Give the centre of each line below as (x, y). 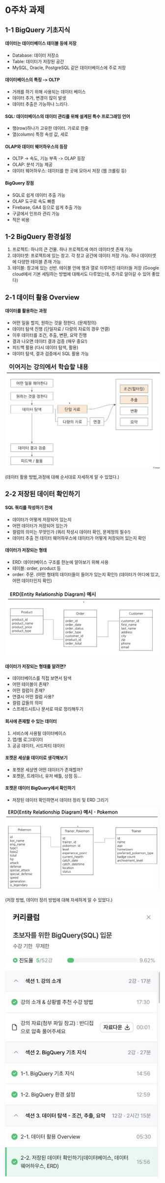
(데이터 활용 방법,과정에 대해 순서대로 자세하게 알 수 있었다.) (62, 477)
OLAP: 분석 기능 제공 (32, 165)
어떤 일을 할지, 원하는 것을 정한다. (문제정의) (54, 323)
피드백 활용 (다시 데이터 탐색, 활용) (45, 347)
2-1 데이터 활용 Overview (42, 297)
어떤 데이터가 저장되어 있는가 (40, 526)
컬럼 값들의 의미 (27, 703)
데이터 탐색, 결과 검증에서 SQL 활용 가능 (51, 354)
